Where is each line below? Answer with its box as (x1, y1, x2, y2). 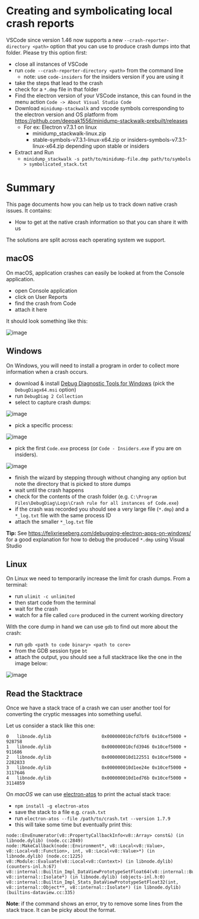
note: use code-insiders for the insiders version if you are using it (23, 73, 184, 80)
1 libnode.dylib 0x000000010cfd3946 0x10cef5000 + (6, 744, 187, 750)
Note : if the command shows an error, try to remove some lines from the (6, 900, 183, 907)
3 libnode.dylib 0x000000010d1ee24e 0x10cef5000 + (6, 765, 187, 771)
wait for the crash (14, 605, 58, 612)
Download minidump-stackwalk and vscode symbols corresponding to (14, 104, 185, 112)
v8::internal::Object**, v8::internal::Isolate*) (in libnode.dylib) (6, 885, 182, 891)
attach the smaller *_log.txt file (14, 518, 94, 525)
